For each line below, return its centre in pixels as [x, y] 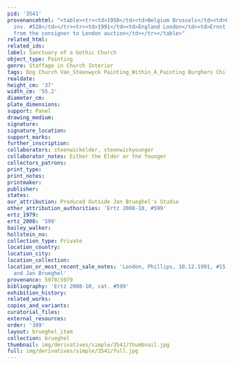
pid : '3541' [24, 14]
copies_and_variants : [39, 306]
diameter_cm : [26, 98]
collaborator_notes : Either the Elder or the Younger [87, 157]
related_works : [29, 299]
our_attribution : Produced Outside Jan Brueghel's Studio [93, 202]
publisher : [23, 189]
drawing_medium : [31, 117]
